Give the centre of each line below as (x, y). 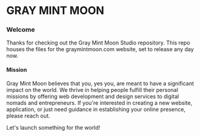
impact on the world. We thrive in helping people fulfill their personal (92, 90)
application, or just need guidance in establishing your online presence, (96, 109)
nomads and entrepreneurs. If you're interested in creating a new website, (99, 103)
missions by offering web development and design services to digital (93, 96)
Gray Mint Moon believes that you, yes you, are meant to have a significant (100, 83)
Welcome (21, 30)
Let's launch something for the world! (53, 127)
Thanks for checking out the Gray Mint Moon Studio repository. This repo (98, 43)
